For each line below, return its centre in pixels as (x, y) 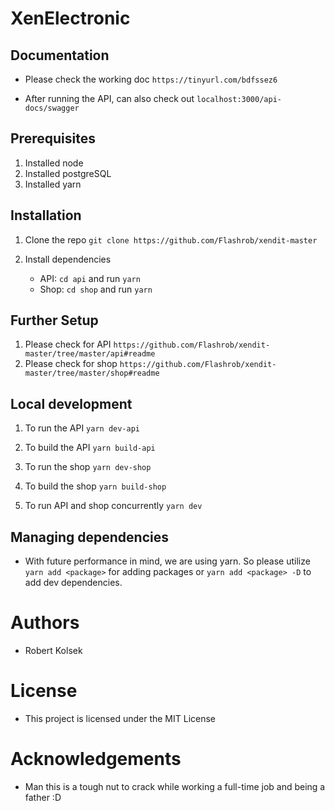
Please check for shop (71, 364)
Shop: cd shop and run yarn (96, 289)
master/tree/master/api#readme (90, 354)
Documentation (60, 55)
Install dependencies (68, 259)
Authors (45, 623)
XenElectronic (70, 18)
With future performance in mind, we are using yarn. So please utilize (167, 561)
